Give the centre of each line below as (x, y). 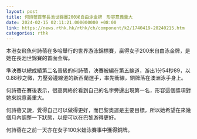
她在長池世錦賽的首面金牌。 (40, 58)
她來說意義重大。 (27, 98)
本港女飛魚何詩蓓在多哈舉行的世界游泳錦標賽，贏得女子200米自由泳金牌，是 (98, 51)
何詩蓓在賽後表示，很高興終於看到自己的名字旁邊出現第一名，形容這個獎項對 (98, 90)
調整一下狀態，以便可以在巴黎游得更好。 (70, 117)
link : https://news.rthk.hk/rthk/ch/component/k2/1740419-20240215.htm (95, 28)
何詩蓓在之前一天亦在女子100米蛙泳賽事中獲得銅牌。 (69, 130)
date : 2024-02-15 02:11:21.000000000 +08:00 (61, 22)
